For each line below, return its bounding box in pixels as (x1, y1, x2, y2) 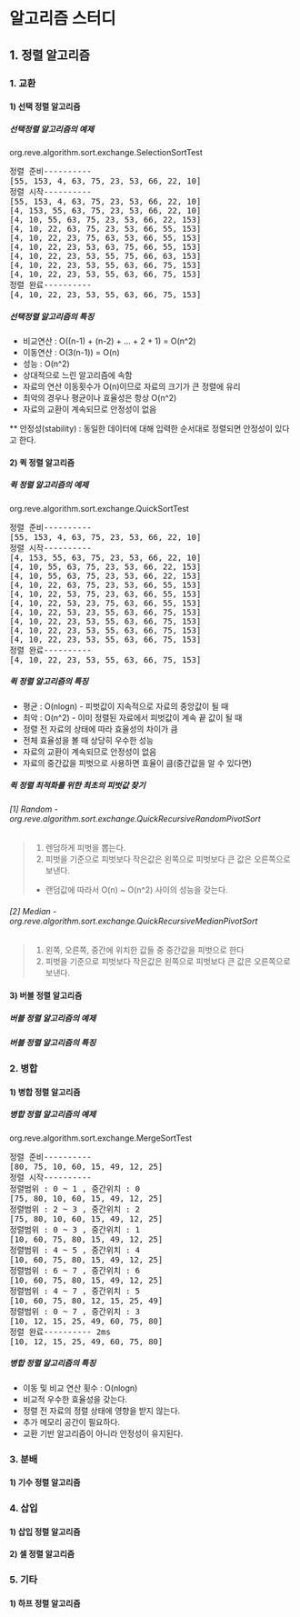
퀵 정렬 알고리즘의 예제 (9, 479, 89, 491)
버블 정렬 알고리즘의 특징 (9, 1037, 96, 1048)
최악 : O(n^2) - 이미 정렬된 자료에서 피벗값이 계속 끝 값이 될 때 (22, 712, 243, 723)
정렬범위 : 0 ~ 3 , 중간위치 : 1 (9, 1224, 141, 1234)
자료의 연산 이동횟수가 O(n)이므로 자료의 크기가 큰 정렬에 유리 (22, 381, 241, 392)
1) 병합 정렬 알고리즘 (9, 1086, 81, 1097)
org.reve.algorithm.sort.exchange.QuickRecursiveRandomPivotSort (9, 813, 261, 823)
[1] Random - (9, 804, 59, 814)
